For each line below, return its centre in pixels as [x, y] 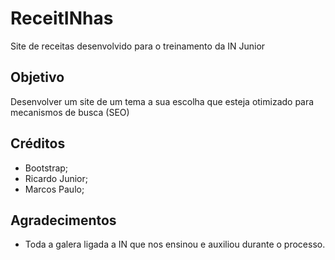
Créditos [38, 143]
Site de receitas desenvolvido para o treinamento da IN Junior [138, 46]
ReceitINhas [62, 18]
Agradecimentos [63, 220]
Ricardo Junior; [56, 178]
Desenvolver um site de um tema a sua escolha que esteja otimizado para [162, 101]
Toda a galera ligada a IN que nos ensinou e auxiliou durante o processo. [175, 244]
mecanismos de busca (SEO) [70, 112]
